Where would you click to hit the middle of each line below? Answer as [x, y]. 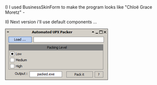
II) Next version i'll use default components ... [51, 22]
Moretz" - [15, 12]
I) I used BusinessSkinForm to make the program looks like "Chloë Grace [79, 7]
